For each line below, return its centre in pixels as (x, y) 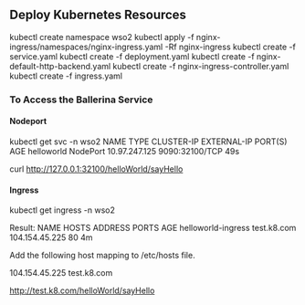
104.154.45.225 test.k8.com (61, 273)
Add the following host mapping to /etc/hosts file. (102, 256)
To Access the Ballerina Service (81, 100)
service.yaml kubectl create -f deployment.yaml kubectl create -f (132, 56)
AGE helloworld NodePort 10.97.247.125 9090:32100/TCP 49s (125, 151)
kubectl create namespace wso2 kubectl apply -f (102, 37)
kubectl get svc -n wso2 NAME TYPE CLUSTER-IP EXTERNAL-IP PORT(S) (148, 142)
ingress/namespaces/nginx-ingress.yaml (86, 47)
